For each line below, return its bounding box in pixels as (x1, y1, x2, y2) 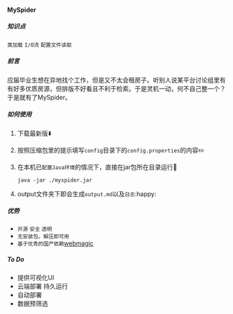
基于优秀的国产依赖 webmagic (17, 239, 94, 247)
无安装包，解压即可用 (17, 233, 69, 241)
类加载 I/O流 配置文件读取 (7, 42, 72, 49)
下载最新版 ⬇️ (17, 129, 52, 137)
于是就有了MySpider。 (7, 93, 71, 101)
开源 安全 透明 (17, 226, 53, 233)
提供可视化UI (17, 274, 54, 282)
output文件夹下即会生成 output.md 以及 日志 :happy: (17, 189, 157, 198)
